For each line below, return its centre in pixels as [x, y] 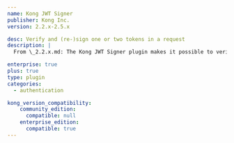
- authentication [39, 90]
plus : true [23, 71]
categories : [24, 84]
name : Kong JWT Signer [40, 14]
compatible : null [51, 116]
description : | [29, 46]
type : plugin [26, 77]
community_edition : [48, 109]
